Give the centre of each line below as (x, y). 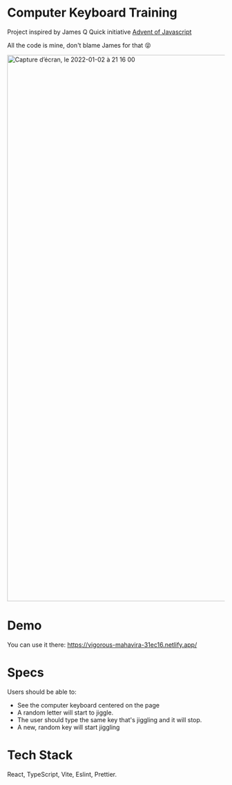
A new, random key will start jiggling (68, 727)
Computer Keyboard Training (92, 13)
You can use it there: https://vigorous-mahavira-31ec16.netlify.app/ (102, 645)
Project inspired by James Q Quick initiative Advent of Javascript (99, 32)
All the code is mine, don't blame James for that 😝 (79, 45)
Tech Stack (40, 755)
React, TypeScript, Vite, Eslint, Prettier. (62, 774)
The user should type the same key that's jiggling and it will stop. (109, 719)
